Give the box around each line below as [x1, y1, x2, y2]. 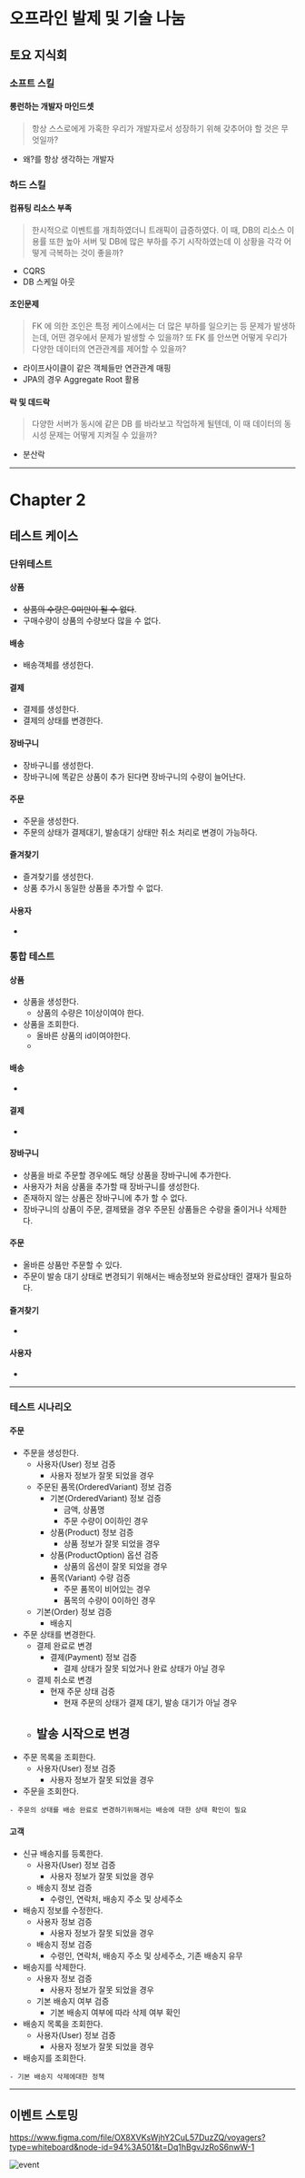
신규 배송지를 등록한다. [22, 1847, 103, 1858]
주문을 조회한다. [22, 1786, 79, 1797]
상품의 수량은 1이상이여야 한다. [35, 1007, 144, 1018]
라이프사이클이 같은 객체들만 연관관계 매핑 [22, 362, 172, 373]
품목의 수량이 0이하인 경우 [63, 1595, 156, 1606]
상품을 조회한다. [22, 1019, 79, 1030]
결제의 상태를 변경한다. [22, 715, 103, 727]
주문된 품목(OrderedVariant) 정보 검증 [35, 1481, 172, 1492]
